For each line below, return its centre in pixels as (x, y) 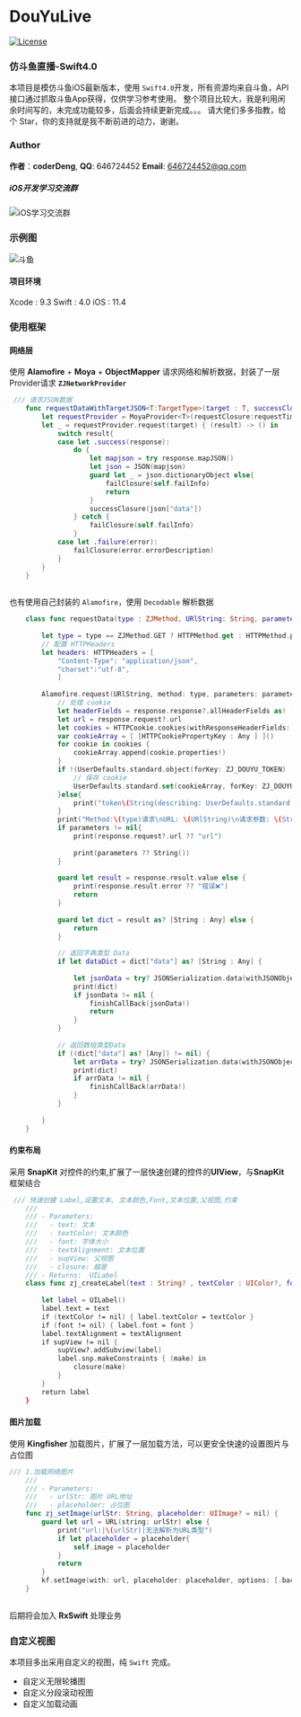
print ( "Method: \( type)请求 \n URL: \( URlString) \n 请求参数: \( (169, 819)
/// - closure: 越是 (66, 1267)
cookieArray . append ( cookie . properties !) (150, 753)
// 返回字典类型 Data (93, 953)
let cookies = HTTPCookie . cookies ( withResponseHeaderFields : (174, 728)
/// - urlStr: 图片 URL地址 (79, 1497)
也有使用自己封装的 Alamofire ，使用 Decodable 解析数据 (112, 602)
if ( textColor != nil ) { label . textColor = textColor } (148, 1317)
